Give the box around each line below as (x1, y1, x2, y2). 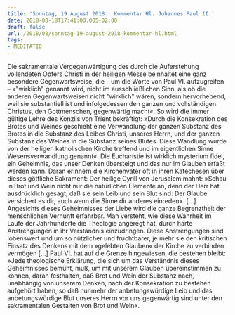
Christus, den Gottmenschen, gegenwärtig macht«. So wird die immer (7, 107, 209, 115)
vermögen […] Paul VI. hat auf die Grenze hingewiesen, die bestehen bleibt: (7, 249, 226, 257)
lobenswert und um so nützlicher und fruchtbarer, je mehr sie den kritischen (7, 234, 227, 243)
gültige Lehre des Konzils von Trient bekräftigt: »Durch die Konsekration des (7, 115, 228, 123)
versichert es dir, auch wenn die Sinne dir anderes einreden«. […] (7, 197, 196, 205)
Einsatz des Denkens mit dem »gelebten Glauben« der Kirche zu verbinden (7, 242, 224, 250)
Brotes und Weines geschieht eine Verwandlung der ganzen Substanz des (7, 122, 222, 130)
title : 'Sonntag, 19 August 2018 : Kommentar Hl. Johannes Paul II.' (7, 10, 215, 18)
